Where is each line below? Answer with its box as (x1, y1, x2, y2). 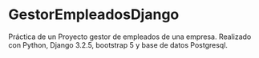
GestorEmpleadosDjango (8, 6, 180, 24)
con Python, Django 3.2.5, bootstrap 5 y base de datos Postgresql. (8, 40, 229, 49)
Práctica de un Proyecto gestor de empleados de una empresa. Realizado (8, 32, 252, 41)
